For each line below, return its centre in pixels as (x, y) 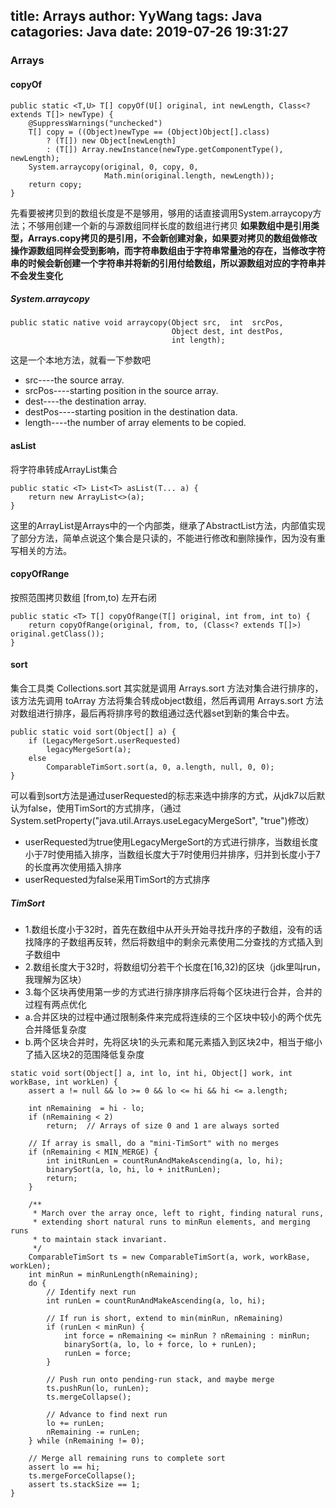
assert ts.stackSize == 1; (84, 1485)
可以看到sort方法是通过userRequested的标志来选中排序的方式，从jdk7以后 (163, 796)
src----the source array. (74, 380)
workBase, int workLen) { (64, 1082)
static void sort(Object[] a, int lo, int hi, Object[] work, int (151, 1074)
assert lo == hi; (64, 1467)
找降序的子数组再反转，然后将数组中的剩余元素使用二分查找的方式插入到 (173, 942)
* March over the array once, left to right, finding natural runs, (178, 1214)
